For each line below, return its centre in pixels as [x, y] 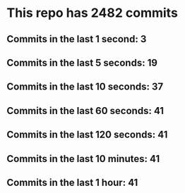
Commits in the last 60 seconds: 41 [85, 111]
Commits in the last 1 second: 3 [77, 39]
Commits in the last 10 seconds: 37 [85, 87]
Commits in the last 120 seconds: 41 [87, 135]
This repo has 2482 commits [92, 13]
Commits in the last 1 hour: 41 [72, 182]
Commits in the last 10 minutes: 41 [83, 159]
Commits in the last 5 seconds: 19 [82, 62]
